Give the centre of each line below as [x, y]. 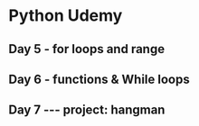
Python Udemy [66, 16]
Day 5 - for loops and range [86, 49]
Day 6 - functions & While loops [99, 79]
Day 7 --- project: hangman [87, 110]
